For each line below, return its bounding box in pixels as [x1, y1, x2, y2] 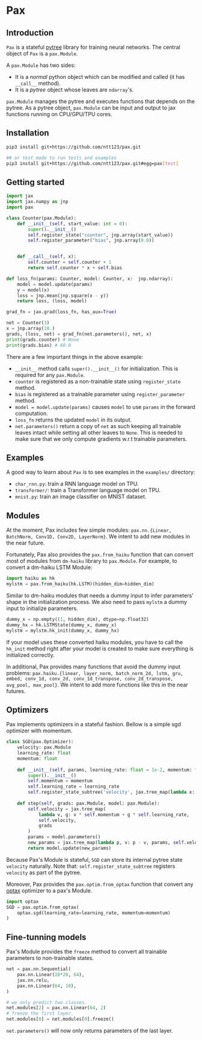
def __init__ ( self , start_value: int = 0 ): [17, 220, 128, 226]
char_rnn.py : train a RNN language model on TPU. [14, 480, 139, 488]
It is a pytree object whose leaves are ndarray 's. [14, 86, 134, 93]
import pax [6, 204, 34, 210]
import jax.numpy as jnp [6, 199, 69, 205]
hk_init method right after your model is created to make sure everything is [6, 645, 194, 652]
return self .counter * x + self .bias [28, 265, 122, 271]
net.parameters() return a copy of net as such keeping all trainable [14, 422, 182, 429]
